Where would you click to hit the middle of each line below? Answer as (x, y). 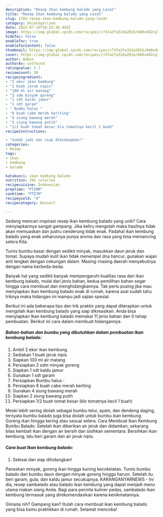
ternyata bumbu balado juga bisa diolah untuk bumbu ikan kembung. (74, 416)
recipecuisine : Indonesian (33, 185)
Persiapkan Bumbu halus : (38, 381)
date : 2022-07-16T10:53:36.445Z (38, 28)
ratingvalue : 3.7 (23, 68)
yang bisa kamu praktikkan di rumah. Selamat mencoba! (61, 509)
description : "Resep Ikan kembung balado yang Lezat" (61, 9)
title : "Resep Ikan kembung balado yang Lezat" (54, 14)
